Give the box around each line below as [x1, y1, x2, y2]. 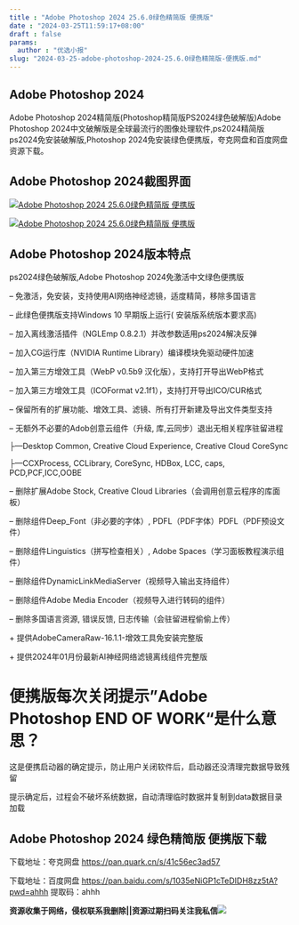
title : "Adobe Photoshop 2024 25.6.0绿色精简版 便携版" [9, 12, 214, 22]
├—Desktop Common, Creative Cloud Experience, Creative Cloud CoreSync [9, 441, 289, 452]
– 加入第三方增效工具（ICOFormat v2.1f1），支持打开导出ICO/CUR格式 [9, 385, 263, 396]
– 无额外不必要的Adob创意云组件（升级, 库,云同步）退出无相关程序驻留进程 [9, 423, 284, 434]
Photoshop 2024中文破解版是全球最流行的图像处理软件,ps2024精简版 [9, 123, 265, 133]
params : [9, 37, 38, 47]
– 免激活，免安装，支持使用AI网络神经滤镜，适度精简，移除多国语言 [9, 291, 257, 302]
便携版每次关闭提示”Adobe [9, 686, 208, 706]
